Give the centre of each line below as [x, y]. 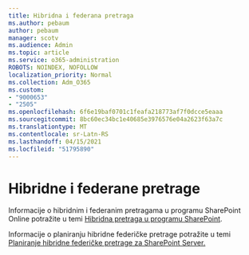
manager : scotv [34, 38]
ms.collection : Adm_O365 [49, 82]
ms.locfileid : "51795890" [51, 149]
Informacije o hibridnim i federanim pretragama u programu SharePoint [125, 210]
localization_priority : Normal [60, 75]
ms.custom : [26, 90]
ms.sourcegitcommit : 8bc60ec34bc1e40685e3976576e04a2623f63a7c [116, 120]
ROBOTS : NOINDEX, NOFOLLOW [53, 68]
